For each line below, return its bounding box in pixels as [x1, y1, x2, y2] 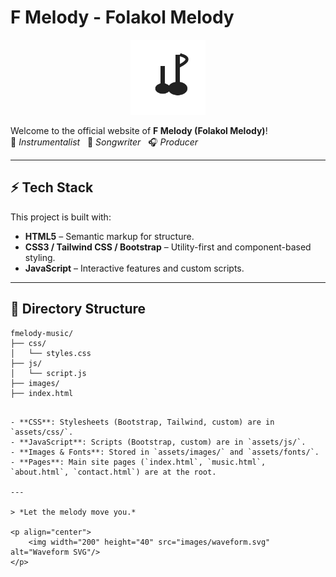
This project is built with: [10, 211, 112, 223]
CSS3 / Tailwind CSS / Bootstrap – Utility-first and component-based [24, 241, 312, 253]
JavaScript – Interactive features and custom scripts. [24, 262, 245, 274]
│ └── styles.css [10, 348, 92, 358]
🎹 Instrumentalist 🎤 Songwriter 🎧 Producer [10, 136, 199, 148]
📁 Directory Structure [10, 301, 147, 318]
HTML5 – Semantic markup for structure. [24, 230, 195, 242]
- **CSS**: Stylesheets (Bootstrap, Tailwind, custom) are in [10, 417, 275, 427]
